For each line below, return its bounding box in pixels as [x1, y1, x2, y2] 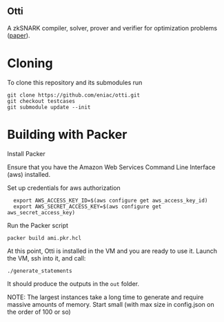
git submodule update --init [7, 104, 91, 111]
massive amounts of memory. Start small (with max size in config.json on [7, 300, 215, 308]
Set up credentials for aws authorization [7, 183, 121, 192]
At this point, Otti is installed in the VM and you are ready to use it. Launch [7, 247, 217, 255]
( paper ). [7, 31, 30, 39]
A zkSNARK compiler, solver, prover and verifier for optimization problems [7, 23, 218, 32]
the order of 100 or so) [7, 307, 71, 316]
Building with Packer [7, 126, 128, 142]
